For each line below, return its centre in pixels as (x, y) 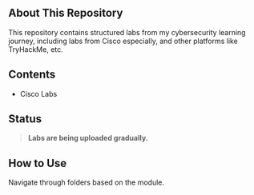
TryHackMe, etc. (36, 49)
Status (25, 119)
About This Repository (66, 13)
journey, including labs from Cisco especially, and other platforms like (123, 41)
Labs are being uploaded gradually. (88, 138)
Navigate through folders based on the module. (87, 182)
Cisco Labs (38, 94)
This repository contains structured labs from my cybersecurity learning (127, 32)
